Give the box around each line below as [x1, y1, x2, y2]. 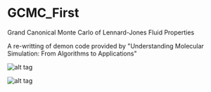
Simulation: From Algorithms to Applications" [7, 49, 137, 58]
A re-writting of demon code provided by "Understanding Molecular [7, 41, 204, 50]
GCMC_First [7, 5, 79, 21]
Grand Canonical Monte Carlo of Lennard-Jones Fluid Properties [7, 28, 195, 37]
